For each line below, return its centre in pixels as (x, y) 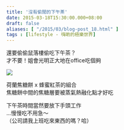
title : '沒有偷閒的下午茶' (37, 12)
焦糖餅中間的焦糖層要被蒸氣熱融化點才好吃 (60, 93)
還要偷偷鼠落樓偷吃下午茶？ (41, 53)
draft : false (23, 23)
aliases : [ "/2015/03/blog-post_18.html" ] (63, 29)
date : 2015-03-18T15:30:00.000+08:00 (54, 18)
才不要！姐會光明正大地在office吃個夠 (54, 60)
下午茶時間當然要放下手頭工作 (44, 106)
